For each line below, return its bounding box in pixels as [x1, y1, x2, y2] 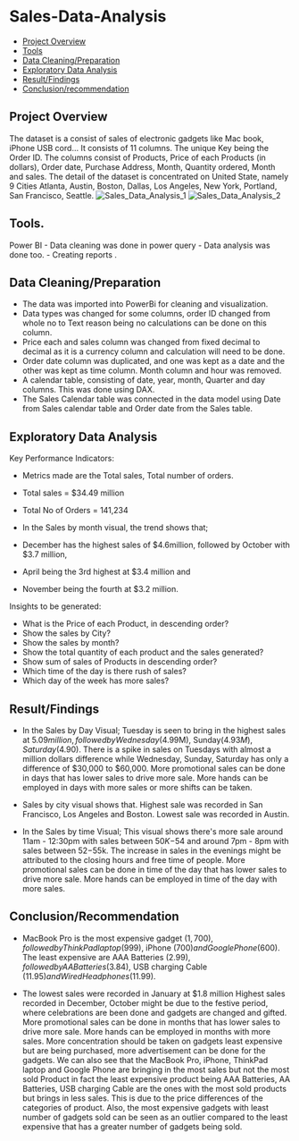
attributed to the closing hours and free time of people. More [21, 855, 245, 865]
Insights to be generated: [9, 601, 102, 612]
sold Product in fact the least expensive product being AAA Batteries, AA [21, 1073, 291, 1084]
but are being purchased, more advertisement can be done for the [21, 1044, 266, 1056]
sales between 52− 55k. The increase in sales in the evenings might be [21, 845, 281, 856]
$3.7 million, [21, 549, 68, 560]
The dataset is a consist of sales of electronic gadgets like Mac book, [9, 132, 265, 144]
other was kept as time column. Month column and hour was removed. [21, 365, 282, 376]
